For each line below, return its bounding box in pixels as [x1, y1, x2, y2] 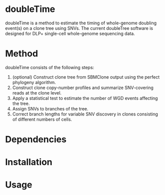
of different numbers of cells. [12, 116, 72, 122]
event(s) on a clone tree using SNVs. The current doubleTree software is [5, 25, 153, 31]
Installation [5, 157, 53, 168]
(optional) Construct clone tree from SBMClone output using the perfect [12, 74, 160, 80]
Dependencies [5, 134, 67, 145]
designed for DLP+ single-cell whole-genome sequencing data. [5, 30, 135, 36]
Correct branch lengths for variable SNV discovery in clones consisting [12, 111, 158, 117]
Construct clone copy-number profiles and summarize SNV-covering [12, 85, 154, 91]
